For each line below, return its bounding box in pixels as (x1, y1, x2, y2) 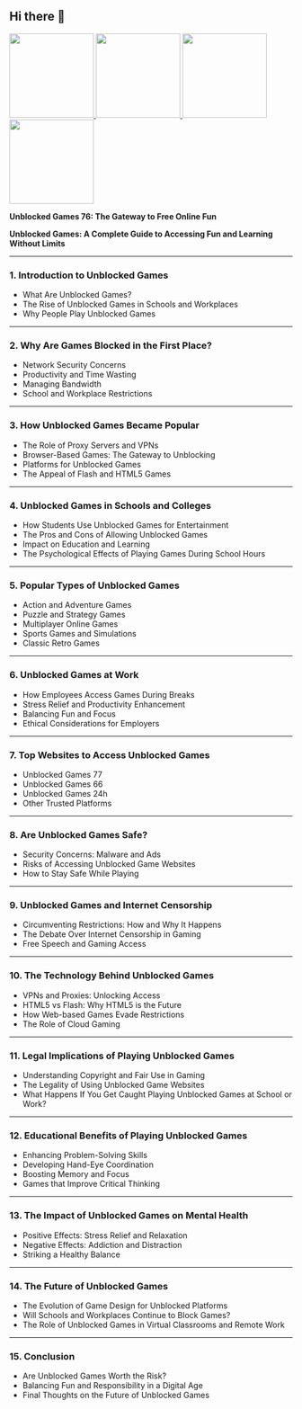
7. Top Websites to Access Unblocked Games (9, 748, 210, 761)
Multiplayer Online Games (22, 619, 119, 629)
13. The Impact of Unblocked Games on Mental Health (9, 1209, 249, 1222)
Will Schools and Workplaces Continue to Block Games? (22, 1309, 231, 1320)
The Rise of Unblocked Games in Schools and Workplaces (22, 299, 238, 310)
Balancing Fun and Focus (22, 708, 117, 719)
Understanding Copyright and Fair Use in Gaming (22, 1070, 205, 1081)
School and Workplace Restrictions (22, 388, 153, 399)
